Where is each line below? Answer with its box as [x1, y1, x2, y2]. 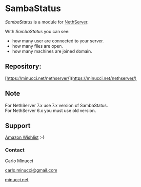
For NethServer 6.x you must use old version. [5, 108, 96, 113]
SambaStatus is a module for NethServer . [5, 19, 89, 25]
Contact [5, 147, 25, 153]
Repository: [5, 62, 41, 71]
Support [5, 121, 31, 130]
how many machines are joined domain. [12, 48, 93, 54]
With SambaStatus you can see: [5, 28, 70, 34]
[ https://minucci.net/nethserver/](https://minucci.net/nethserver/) [5, 75, 137, 81]
